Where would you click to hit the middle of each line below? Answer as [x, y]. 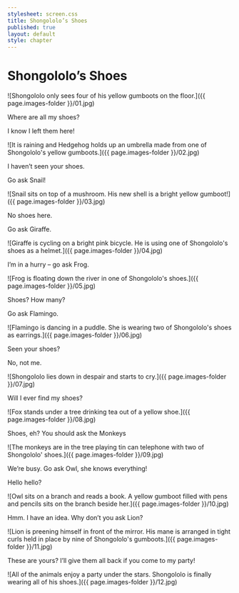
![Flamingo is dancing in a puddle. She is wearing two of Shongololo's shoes [119, 328]
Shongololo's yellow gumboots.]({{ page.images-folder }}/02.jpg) [103, 153]
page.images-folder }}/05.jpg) [52, 286]
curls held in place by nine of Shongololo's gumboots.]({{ [92, 539]
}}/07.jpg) [21, 384]
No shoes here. [30, 216]
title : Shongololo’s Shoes [47, 21]
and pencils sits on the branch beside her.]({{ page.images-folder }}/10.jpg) [118, 504]
